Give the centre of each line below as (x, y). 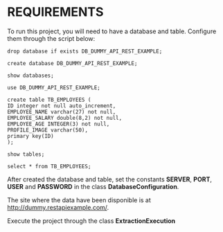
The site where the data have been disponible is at (79, 200)
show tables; (26, 154)
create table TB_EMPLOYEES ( (49, 100)
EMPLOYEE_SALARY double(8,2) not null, (65, 118)
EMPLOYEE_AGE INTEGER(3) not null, (59, 124)
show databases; (30, 75)
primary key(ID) (30, 136)
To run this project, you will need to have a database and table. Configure (112, 31)
